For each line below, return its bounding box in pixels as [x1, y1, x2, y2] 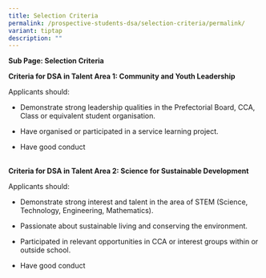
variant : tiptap [8, 26, 62, 34]
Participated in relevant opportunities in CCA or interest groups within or [19, 237, 259, 247]
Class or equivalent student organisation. [19, 111, 156, 121]
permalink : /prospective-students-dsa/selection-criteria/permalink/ [8, 19, 246, 27]
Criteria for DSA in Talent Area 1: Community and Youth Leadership [8, 71, 236, 81]
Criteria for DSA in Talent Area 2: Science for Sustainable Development [8, 166, 249, 176]
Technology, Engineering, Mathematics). [19, 206, 154, 216]
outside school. [19, 245, 71, 255]
